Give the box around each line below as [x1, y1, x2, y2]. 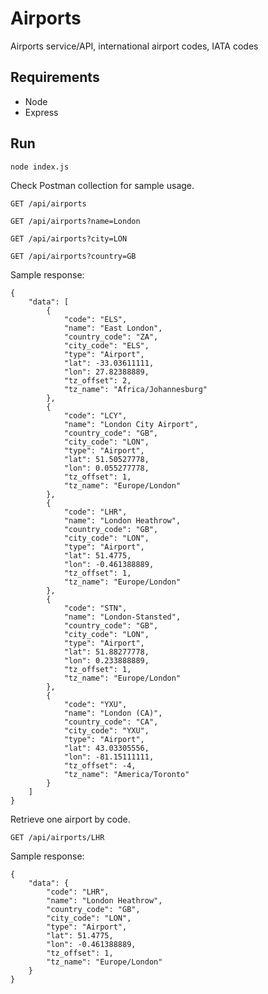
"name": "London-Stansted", [63, 612, 182, 622]
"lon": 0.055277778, [63, 463, 150, 473]
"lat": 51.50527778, [63, 454, 150, 464]
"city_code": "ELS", [63, 340, 150, 351]
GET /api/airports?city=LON [10, 233, 128, 244]
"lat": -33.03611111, [63, 358, 155, 368]
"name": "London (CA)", [63, 708, 163, 718]
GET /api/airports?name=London [10, 216, 141, 226]
